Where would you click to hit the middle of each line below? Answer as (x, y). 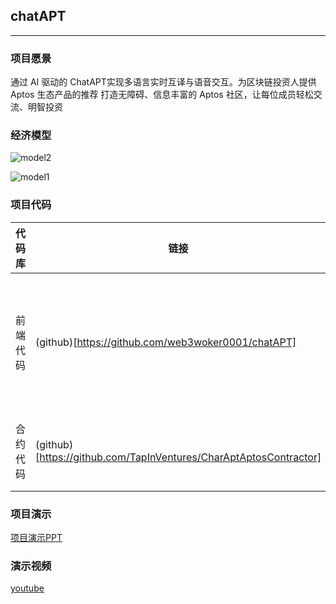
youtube (27, 588)
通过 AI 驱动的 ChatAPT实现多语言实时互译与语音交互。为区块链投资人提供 (163, 82)
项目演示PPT (36, 537)
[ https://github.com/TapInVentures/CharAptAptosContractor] (178, 457)
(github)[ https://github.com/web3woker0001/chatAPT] (166, 342)
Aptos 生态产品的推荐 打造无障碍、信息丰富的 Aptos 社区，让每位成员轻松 (162, 95)
